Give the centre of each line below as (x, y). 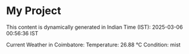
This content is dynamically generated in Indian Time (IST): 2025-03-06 (94, 27)
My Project (34, 11)
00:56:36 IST (22, 33)
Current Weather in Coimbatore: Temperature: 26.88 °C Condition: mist (93, 45)
